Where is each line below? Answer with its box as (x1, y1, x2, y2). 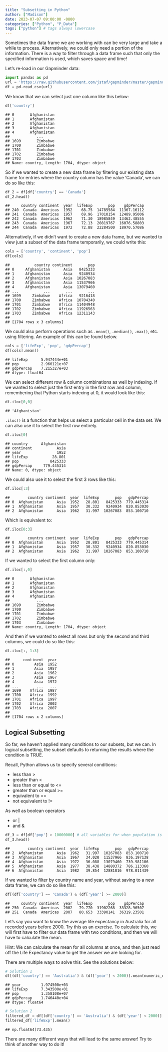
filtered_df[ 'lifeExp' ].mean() (5, 1018, 70, 1023)
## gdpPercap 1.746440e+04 (5, 995, 68, 1001)
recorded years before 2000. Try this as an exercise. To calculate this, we (5, 924, 157, 930)
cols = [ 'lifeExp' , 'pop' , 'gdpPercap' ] (5, 344, 91, 349)
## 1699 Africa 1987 (5, 688, 57, 693)
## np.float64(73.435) (5, 1027, 52, 1032)
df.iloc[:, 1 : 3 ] (5, 648, 39, 654)
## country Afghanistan (5, 441, 66, 446)
